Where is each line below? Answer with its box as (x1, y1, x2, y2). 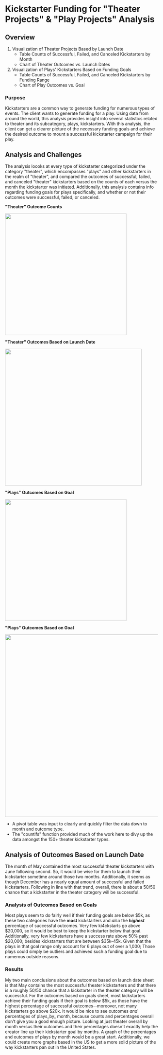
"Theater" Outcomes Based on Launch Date (5, 339, 96, 345)
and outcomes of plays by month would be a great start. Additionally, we (5, 1034, 150, 1039)
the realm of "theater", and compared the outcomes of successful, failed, (5, 174, 151, 179)
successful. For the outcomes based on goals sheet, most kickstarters (5, 992, 146, 998)
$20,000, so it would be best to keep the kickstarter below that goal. (5, 928, 142, 934)
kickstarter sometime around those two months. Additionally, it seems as (5, 874, 150, 879)
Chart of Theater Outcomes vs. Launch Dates (19, 62, 111, 67)
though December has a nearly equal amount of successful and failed (5, 879, 145, 885)
